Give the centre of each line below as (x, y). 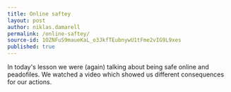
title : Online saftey (39, 14)
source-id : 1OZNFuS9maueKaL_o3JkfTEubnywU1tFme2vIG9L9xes (94, 40)
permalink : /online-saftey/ (49, 34)
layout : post (26, 21)
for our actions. (30, 82)
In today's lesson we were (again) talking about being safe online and (108, 67)
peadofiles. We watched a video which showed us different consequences (116, 74)
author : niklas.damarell (44, 27)
